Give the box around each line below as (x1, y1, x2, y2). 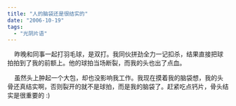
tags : (7, 23, 23, 30)
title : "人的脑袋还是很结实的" (7, 10, 88, 18)
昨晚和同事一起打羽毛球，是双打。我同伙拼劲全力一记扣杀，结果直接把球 (13, 50, 223, 58)
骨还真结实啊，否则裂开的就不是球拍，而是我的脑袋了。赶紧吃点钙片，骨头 (7, 82, 223, 91)
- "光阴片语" (13, 29, 48, 37)
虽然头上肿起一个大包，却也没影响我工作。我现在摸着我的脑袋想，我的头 (13, 74, 223, 82)
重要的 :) (25, 91, 51, 100)
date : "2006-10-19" (7, 17, 65, 24)
